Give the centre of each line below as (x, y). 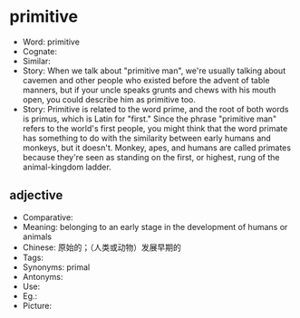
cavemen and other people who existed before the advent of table (146, 80)
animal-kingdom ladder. (67, 167)
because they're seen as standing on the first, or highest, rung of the (151, 157)
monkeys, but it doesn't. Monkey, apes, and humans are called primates (157, 148)
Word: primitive (51, 42)
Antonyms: (43, 276)
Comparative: (48, 217)
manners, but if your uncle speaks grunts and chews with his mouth (149, 90)
